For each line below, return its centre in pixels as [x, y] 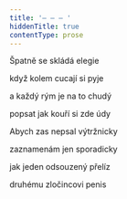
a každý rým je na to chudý [61, 96]
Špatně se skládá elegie [54, 61]
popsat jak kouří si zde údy [60, 114]
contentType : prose [47, 35]
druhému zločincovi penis [58, 184]
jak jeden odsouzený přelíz [60, 167]
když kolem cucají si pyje [57, 79]
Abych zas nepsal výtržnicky [64, 131]
